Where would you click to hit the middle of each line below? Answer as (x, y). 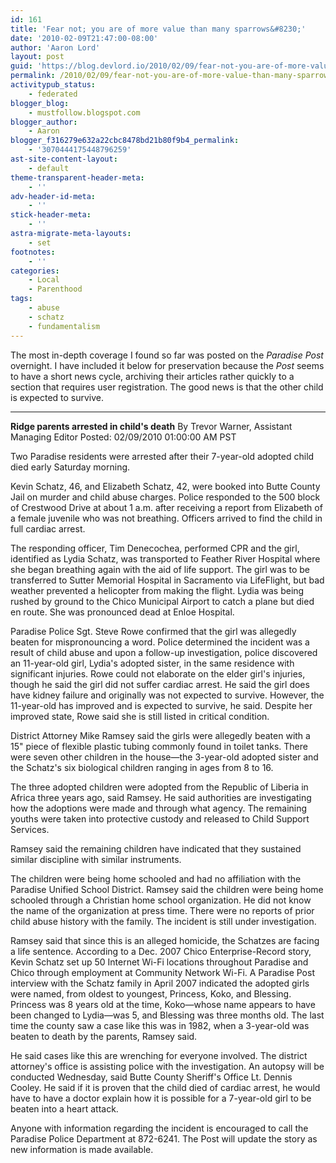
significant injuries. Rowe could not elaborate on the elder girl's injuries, (158, 673)
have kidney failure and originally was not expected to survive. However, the (167, 695)
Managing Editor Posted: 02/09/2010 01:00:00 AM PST (123, 437)
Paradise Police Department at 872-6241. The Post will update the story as (164, 1138)
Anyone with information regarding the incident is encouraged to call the (159, 1128)
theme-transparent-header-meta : (77, 177)
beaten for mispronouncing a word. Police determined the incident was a (160, 642)
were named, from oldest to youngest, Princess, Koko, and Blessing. (151, 993)
